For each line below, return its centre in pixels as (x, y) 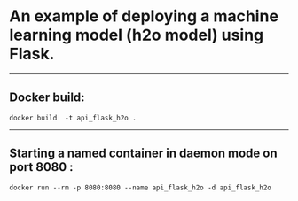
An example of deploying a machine (144, 16)
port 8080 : (41, 167)
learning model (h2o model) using (137, 35)
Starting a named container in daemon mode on (143, 154)
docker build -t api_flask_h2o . (73, 118)
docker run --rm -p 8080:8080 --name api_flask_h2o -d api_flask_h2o (141, 188)
